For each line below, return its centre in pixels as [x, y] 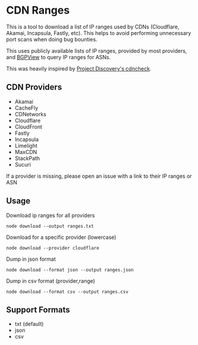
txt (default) [29, 324]
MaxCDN [26, 152]
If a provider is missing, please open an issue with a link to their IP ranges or [99, 176]
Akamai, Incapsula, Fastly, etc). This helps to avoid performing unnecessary [99, 33]
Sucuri [23, 164]
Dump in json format [31, 259]
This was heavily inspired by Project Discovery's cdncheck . [79, 68]
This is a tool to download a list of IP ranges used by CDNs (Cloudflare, [93, 27]
